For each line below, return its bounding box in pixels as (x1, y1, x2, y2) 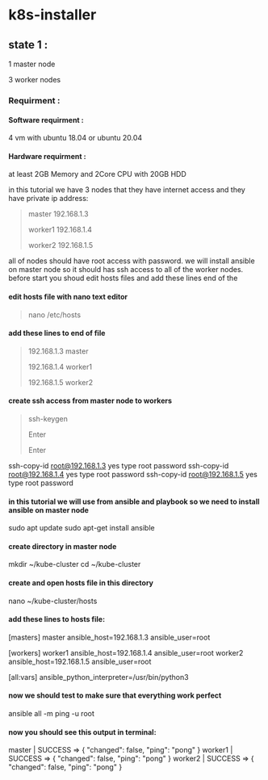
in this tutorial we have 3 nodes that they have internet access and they (8, 185, 246, 195)
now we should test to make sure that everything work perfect (8, 690, 222, 700)
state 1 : (8, 38, 48, 52)
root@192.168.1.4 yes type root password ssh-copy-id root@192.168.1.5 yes (8, 469, 258, 479)
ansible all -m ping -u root (8, 708, 95, 718)
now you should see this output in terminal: (8, 727, 157, 736)
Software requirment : (8, 115, 84, 124)
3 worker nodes (8, 75, 61, 84)
